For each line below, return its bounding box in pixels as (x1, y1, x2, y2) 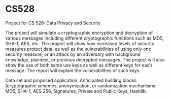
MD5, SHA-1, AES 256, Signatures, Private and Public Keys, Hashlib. (5, 88, 147, 94)
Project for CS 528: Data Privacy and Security (5, 20, 101, 26)
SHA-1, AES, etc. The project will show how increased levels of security (5, 40, 155, 46)
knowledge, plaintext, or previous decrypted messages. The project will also (5, 56, 165, 62)
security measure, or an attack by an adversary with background (5, 51, 141, 57)
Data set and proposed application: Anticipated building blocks (5, 77, 137, 83)
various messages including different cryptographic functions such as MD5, (5, 35, 164, 41)
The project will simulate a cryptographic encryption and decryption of (5, 29, 153, 36)
